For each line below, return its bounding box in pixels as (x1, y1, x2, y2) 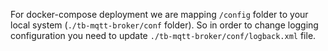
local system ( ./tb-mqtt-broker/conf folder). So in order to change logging (10, 19, 319, 31)
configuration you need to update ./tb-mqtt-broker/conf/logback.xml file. (10, 30, 317, 41)
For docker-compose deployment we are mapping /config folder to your (10, 9, 309, 20)
